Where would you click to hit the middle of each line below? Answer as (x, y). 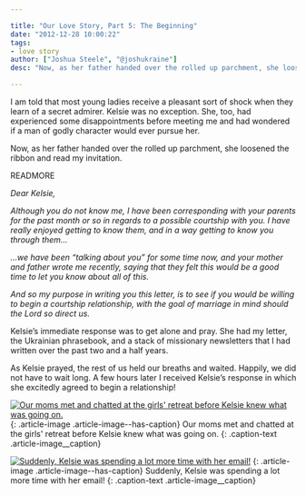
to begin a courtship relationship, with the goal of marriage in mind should (149, 304)
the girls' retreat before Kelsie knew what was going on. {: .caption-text (144, 434)
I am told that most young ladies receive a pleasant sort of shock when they (152, 102)
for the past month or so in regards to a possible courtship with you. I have (150, 220)
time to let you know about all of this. (79, 277)
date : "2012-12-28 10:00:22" (65, 34)
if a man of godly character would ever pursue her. (105, 131)
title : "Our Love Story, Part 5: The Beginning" (104, 25)
